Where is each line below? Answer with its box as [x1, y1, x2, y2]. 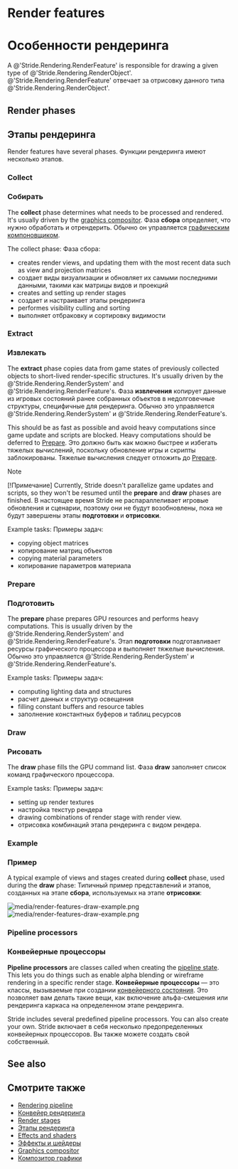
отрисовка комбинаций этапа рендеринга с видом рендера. [17, 821, 202, 829]
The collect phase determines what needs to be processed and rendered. [7, 208, 224, 216]
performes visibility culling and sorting [17, 304, 130, 312]
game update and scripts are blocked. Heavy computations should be [7, 430, 212, 439]
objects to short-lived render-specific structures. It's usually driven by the [7, 371, 224, 380]
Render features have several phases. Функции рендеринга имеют [7, 147, 206, 156]
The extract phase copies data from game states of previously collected [7, 364, 220, 373]
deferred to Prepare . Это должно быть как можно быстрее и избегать [7, 438, 218, 447]
